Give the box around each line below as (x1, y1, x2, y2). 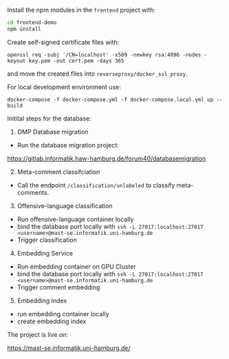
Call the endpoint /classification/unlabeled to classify (17, 181, 175, 189)
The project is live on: (7, 330, 69, 338)
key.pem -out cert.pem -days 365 (28, 57, 125, 64)
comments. (17, 188, 50, 196)
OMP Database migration (17, 127, 89, 136)
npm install (7, 25, 41, 32)
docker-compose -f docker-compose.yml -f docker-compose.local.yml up (7, 96, 214, 103)
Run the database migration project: (17, 141, 119, 149)
